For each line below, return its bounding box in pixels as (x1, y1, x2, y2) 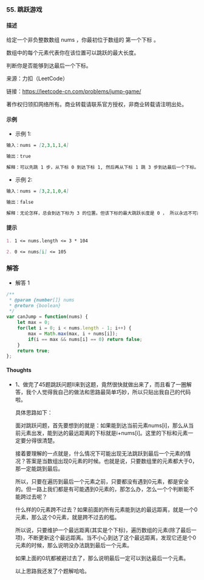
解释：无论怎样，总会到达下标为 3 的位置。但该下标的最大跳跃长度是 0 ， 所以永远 (6, 210, 188, 216)
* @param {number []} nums (8, 297, 75, 303)
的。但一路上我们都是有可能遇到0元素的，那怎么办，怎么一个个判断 (15, 485, 184, 493)
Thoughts (6, 366, 32, 374)
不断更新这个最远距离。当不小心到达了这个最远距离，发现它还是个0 (27, 534, 196, 541)
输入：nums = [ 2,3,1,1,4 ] (6, 143, 69, 149)
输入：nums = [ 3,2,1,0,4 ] (6, 188, 69, 194)
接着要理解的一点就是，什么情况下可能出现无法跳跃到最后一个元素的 (15, 450, 186, 457)
